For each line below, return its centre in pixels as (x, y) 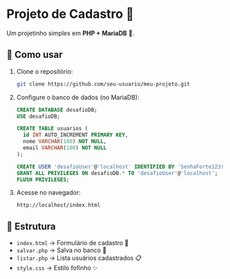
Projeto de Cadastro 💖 (70, 14)
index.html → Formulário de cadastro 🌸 (73, 243)
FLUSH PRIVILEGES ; (43, 179)
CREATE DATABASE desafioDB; (57, 110)
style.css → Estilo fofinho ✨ (57, 268)
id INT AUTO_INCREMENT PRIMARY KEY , (76, 135)
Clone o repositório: (45, 71)
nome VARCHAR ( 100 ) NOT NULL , (65, 142)
